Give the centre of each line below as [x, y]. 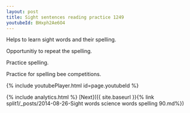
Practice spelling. [27, 62]
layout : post [22, 12]
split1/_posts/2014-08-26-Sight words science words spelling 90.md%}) [95, 103]
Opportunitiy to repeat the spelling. [49, 51]
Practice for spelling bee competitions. [54, 74]
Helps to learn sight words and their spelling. [61, 40]
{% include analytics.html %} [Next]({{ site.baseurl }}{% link [80, 97]
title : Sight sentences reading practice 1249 [65, 17]
